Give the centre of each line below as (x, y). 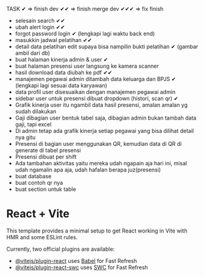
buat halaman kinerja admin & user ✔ (62, 59)
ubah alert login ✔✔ (40, 27)
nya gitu (25, 137)
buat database (33, 176)
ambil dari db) (33, 53)
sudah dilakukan (36, 111)
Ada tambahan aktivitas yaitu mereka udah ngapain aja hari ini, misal (101, 163)
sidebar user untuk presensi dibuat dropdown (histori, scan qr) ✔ (97, 98)
